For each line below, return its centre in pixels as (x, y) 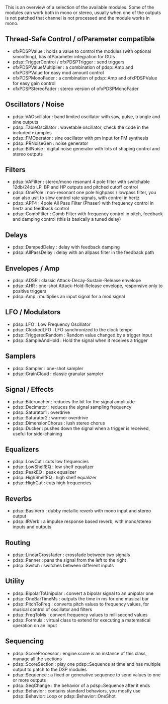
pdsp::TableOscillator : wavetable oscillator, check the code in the (80, 127)
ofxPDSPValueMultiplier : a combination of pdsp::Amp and (73, 67)
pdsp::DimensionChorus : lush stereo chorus (59, 423)
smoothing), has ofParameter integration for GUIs (64, 56)
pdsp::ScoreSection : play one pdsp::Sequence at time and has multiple (87, 664)
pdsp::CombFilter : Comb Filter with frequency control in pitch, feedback (88, 214)
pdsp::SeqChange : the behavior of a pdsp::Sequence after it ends (81, 685)
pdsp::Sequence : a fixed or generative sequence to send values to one (87, 675)
